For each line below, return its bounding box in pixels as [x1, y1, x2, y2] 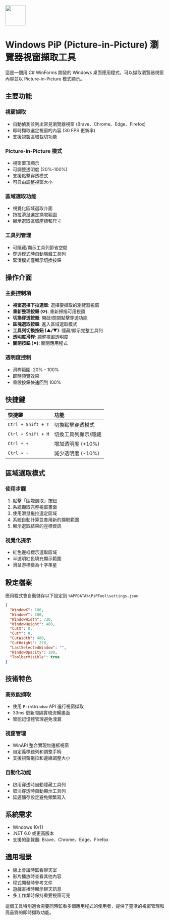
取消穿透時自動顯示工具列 [12, 787, 66, 794]
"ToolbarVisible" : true [10, 654, 60, 660]
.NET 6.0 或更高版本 [12, 830, 54, 836]
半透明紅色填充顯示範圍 [12, 555, 62, 562]
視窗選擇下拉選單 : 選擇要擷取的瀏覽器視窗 [12, 302, 99, 308]
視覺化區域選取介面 [12, 205, 53, 212]
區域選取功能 [5, 192, 37, 199]
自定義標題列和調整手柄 [12, 749, 62, 755]
